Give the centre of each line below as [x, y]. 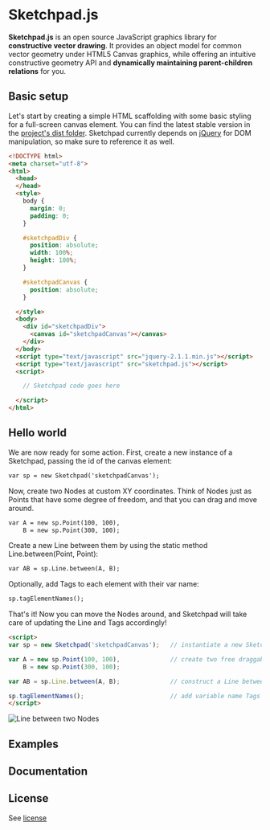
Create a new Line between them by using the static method [108, 546]
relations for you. [37, 71]
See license [28, 818]
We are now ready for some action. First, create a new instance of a [121, 452]
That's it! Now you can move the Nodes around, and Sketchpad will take [128, 614]
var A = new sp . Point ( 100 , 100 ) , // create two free [122, 659]
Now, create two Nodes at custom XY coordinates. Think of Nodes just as [130, 491]
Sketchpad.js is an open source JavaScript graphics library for [112, 37]
